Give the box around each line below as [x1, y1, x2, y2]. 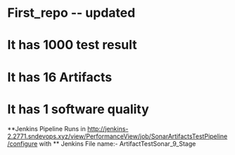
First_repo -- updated [7, 5, 136, 21]
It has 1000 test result [7, 37, 137, 53]
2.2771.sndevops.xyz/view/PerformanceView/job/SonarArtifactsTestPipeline [7, 132, 228, 140]
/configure [7, 139, 38, 148]
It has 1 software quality [7, 101, 149, 117]
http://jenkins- [87, 124, 129, 133]
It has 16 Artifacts [7, 69, 113, 85]
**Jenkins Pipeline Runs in [7, 124, 86, 133]
